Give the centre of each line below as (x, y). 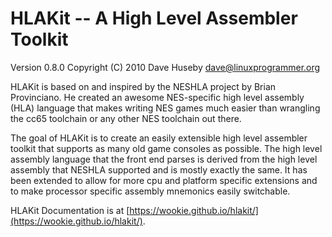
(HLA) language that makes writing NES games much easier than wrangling (165, 108)
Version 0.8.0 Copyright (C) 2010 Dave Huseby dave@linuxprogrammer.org (165, 67)
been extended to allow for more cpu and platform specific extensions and (164, 180)
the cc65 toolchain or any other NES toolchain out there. (126, 118)
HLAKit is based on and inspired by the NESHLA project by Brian (143, 86)
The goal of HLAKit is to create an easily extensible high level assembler (159, 138)
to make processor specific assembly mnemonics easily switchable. (150, 191)
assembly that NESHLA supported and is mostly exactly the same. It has (159, 169)
